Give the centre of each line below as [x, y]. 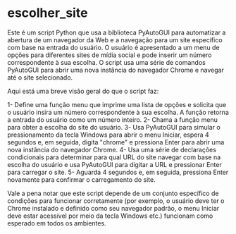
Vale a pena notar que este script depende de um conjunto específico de [113, 193]
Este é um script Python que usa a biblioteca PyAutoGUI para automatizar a [117, 32]
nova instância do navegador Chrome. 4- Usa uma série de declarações [112, 149]
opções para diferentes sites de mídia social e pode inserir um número [110, 55]
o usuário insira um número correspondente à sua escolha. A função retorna [118, 112]
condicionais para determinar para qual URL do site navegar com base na [114, 157]
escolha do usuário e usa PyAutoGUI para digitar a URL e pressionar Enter [114, 164]
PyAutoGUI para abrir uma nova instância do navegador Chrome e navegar [116, 70]
